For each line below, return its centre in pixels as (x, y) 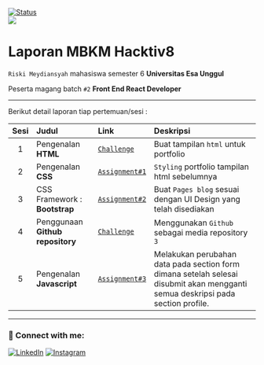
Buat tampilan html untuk (200, 144)
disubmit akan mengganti (200, 283)
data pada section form (196, 264)
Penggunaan (60, 222)
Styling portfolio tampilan (201, 167)
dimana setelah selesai (196, 274)
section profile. (181, 303)
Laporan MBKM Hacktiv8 (92, 52)
